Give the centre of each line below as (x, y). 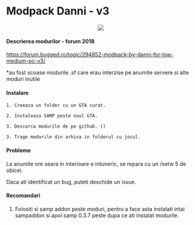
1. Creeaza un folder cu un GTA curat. (56, 106)
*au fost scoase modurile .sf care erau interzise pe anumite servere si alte (97, 73)
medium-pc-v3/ (26, 61)
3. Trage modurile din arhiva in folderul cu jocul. (73, 137)
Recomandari (23, 196)
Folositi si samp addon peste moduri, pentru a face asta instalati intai (100, 209)
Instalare (17, 93)
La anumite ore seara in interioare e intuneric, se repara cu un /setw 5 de (96, 164)
